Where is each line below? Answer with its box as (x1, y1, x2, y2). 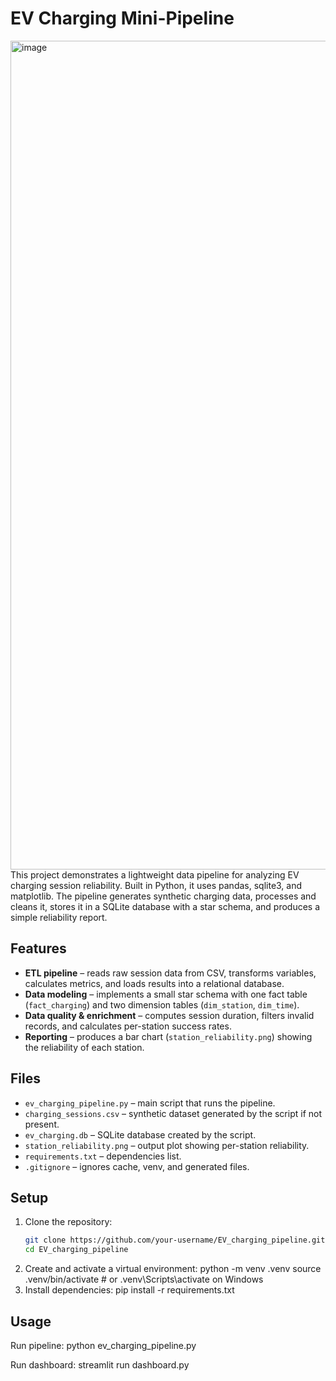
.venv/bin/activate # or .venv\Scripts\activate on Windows (24, 1273, 264, 1286)
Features (10, 940, 67, 957)
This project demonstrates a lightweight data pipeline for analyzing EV (10, 868, 300, 881)
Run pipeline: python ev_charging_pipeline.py (10, 1339, 197, 1351)
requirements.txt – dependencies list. (24, 1150, 182, 1162)
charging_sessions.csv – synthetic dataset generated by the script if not (24, 1107, 323, 1119)
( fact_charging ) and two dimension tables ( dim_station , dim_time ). (24, 998, 300, 1011)
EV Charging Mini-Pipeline (10, 7, 235, 30)
